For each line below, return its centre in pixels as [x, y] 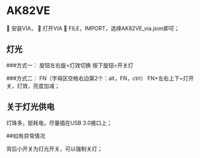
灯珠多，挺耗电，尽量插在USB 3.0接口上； [59, 123]
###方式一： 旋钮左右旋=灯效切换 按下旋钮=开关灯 [70, 65]
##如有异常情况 [26, 135]
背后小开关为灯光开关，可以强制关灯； [54, 149]
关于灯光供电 [30, 107]
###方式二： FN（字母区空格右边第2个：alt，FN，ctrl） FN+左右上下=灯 [98, 78]
